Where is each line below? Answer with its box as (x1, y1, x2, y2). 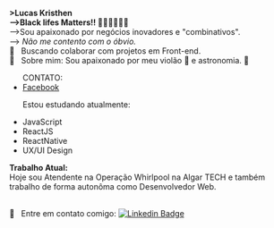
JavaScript (21, 116, 63, 127)
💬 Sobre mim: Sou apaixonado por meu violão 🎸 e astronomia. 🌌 (9, 55, 250, 65)
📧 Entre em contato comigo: (9, 208, 116, 218)
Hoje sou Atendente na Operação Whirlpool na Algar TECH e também (9, 172, 266, 182)
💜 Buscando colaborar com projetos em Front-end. (9, 46, 201, 56)
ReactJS (21, 126, 54, 137)
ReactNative (21, 136, 68, 146)
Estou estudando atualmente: (21, 99, 131, 110)
